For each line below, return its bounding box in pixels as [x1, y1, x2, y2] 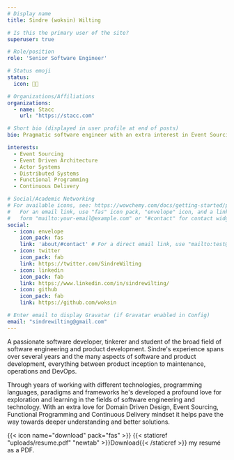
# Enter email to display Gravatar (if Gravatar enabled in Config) [7, 312, 210, 319]
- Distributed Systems [13, 170, 79, 177]
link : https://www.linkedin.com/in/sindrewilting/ [19, 279, 170, 286]
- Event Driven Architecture [13, 157, 98, 164]
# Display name [7, 10, 52, 17]
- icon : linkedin [13, 266, 64, 274]
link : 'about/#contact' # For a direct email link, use [19, 241, 186, 248]
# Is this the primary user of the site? [7, 29, 130, 36]
